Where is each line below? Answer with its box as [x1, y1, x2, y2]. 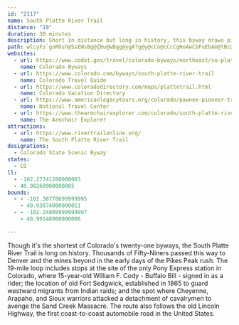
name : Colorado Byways [20, 63, 87, 70]
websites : [7, 50, 37, 58]
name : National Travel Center [20, 103, 110, 110]
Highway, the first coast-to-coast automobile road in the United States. [7, 309, 216, 317]
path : [7, 43, 23, 50]
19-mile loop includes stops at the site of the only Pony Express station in [7, 264, 222, 272]
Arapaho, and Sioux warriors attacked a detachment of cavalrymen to [7, 294, 212, 302]
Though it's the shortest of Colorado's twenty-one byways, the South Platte [7, 241, 229, 250]
